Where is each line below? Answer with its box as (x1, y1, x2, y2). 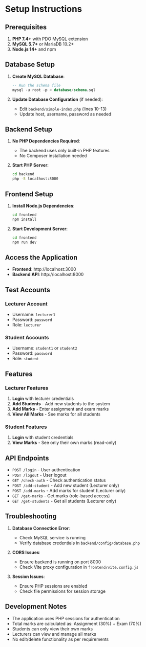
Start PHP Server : (12, 162, 49, 168)
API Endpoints (5, 454, 49, 462)
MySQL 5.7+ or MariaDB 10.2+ (12, 41, 74, 47)
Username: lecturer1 (12, 311, 56, 317)
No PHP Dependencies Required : (12, 138, 81, 144)
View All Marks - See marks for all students (12, 411, 101, 417)
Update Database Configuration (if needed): (12, 96, 103, 102)
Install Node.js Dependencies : (12, 203, 75, 208)
